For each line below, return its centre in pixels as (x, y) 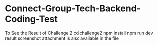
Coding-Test (32, 19)
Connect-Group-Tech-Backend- (73, 9)
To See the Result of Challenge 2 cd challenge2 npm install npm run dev (79, 33)
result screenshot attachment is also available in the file (62, 38)
